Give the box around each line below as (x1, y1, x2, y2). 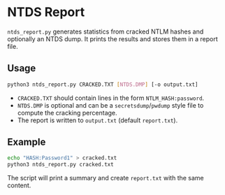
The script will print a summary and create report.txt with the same (7, 174, 204, 182)
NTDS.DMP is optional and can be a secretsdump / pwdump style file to (17, 101, 204, 109)
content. (7, 181, 31, 189)
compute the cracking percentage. (17, 108, 117, 117)
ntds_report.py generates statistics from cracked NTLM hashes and (7, 27, 204, 36)
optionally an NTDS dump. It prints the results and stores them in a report (7, 34, 218, 43)
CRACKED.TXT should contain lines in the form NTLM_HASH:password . (17, 94, 205, 102)
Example (7, 136, 46, 148)
